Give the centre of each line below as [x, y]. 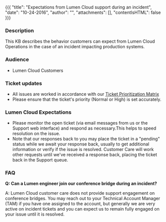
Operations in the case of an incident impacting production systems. [75, 47]
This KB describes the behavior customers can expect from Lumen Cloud [80, 41]
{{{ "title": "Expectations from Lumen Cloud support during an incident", [79, 7]
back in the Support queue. [40, 160]
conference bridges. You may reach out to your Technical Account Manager [83, 199]
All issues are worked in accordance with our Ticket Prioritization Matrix [86, 94]
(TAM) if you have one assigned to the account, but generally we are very [80, 204]
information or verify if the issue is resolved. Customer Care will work [83, 149]
